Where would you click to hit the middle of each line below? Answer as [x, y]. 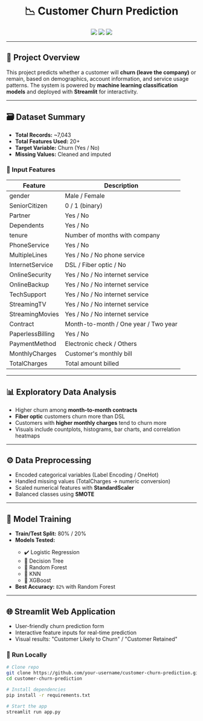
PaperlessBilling [32, 334]
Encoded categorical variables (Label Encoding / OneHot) [87, 475]
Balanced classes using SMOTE [55, 494]
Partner [20, 215]
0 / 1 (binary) [84, 205]
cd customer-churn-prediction [44, 679]
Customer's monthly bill [98, 353]
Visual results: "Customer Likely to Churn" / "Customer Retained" [96, 639]
